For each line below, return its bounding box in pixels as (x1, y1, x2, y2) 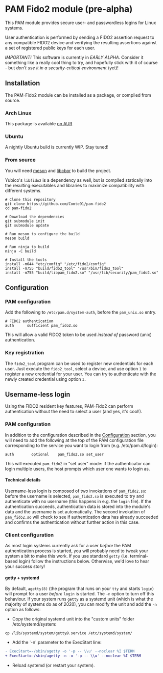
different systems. (5, 188, 42, 194)
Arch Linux (5, 110, 32, 116)
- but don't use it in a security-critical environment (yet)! (5, 65, 119, 71)
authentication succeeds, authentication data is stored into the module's (5, 504, 151, 509)
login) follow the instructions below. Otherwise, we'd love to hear (19, 559, 149, 564)
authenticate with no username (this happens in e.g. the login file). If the (5, 498, 152, 504)
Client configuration (5, 532, 54, 538)
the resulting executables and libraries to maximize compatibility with (5, 182, 144, 188)
